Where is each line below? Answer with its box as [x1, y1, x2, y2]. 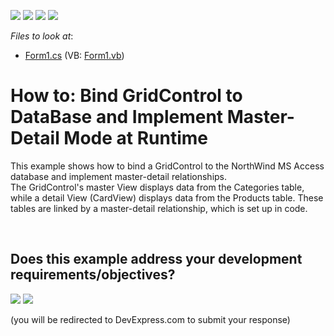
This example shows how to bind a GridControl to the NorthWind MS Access [10, 160, 325, 172]
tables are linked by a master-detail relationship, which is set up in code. [10, 202, 308, 214]
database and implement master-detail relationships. [10, 170, 228, 182]
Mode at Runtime [63, 127, 209, 150]
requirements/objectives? [10, 266, 176, 284]
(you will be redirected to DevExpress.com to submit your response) [10, 313, 291, 325]
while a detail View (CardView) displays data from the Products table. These [10, 191, 324, 204]
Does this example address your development [10, 251, 303, 268]
